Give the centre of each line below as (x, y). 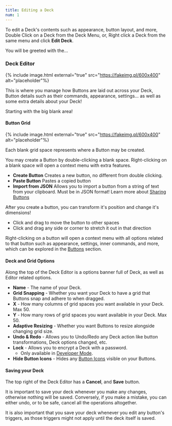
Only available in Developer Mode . (57, 353)
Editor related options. (29, 278)
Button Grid (18, 123)
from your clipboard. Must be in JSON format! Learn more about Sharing (89, 192)
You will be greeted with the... (37, 50)
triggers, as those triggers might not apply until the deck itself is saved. (81, 418)
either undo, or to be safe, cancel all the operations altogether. (71, 403)
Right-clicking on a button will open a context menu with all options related (84, 238)
